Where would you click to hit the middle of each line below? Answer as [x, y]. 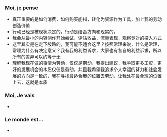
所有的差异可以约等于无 [36, 57]
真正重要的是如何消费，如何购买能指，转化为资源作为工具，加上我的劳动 [87, 19]
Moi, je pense [21, 8]
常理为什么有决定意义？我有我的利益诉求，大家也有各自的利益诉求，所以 [87, 51]
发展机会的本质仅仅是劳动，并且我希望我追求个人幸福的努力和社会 [89, 70]
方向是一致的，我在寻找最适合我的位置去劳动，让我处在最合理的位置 [91, 76]
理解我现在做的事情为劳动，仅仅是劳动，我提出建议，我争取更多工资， [85, 63]
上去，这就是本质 [30, 82]
